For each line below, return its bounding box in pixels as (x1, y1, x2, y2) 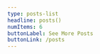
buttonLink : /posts (7, 36, 65, 43)
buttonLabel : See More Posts (7, 29, 94, 37)
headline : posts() (7, 17, 62, 24)
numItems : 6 (7, 23, 43, 30)
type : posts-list (7, 10, 59, 18)
